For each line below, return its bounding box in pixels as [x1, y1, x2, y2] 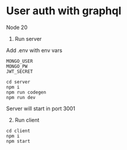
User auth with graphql [6, 4, 122, 18]
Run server [14, 35, 42, 42]
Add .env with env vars [6, 46, 62, 54]
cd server [6, 79, 31, 85]
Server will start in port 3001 [6, 105, 75, 112]
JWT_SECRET [6, 68, 33, 75]
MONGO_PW [6, 63, 28, 69]
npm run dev [6, 94, 36, 100]
